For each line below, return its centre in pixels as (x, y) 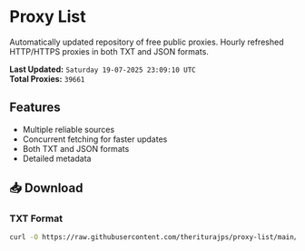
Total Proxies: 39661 (47, 78)
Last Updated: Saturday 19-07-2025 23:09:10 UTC (103, 69)
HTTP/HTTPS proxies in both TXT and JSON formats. (109, 51)
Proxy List (48, 17)
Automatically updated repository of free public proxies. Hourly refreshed (147, 42)
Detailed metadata (57, 158)
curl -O (24, 237)
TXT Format (36, 218)
